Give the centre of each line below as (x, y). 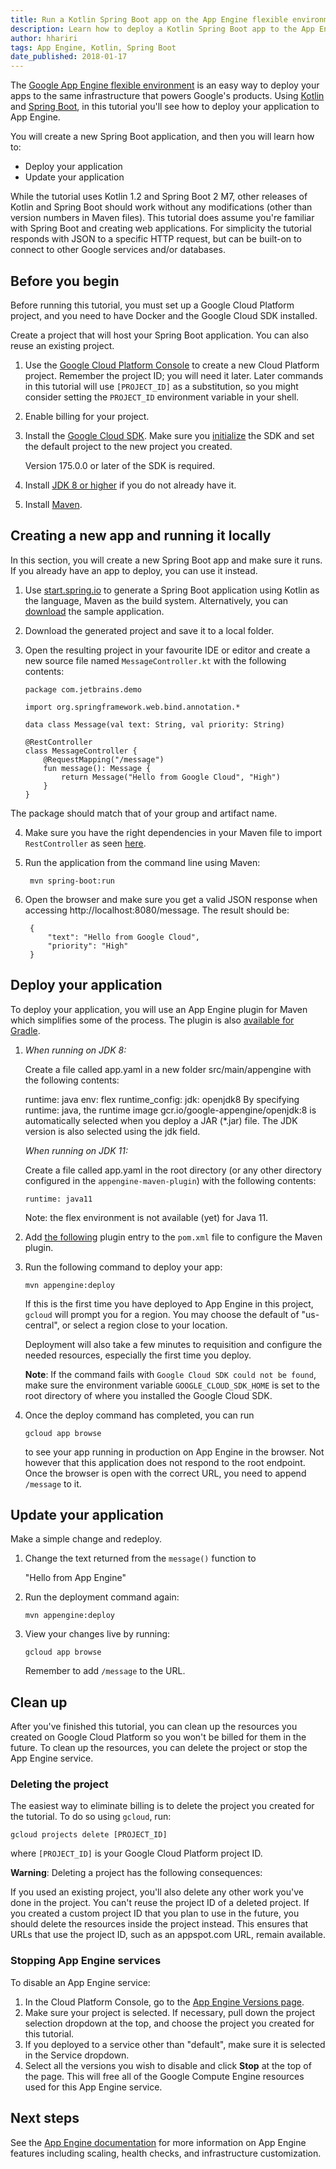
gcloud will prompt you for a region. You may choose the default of (162, 1314)
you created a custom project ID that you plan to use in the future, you (155, 1913)
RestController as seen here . (85, 843)
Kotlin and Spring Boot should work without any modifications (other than (161, 207)
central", (42, 1325)
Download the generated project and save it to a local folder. (149, 630)
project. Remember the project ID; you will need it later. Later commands (174, 375)
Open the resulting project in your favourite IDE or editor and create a (167, 650)
